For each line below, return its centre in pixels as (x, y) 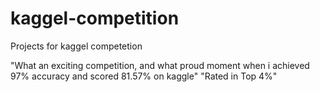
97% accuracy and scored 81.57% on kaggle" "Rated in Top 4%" (144, 76)
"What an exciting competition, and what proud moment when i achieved (160, 65)
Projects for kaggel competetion (76, 46)
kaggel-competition (95, 18)
